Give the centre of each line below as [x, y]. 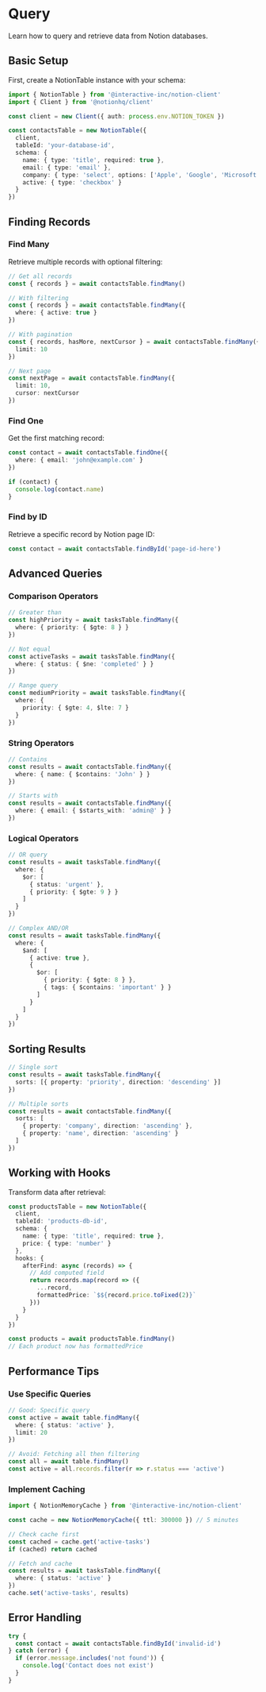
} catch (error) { [38, 1651]
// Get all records [40, 276]
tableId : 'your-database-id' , [65, 145]
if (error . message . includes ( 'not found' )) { [90, 1658]
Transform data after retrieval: [57, 1192]
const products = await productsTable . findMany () [92, 1339]
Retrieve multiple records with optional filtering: [85, 261]
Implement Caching [47, 1489]
